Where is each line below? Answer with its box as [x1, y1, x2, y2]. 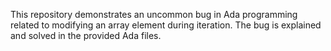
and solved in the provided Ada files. [10, 30, 162, 41]
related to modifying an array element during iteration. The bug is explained [10, 19, 322, 31]
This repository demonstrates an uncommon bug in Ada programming [10, 9, 298, 20]
